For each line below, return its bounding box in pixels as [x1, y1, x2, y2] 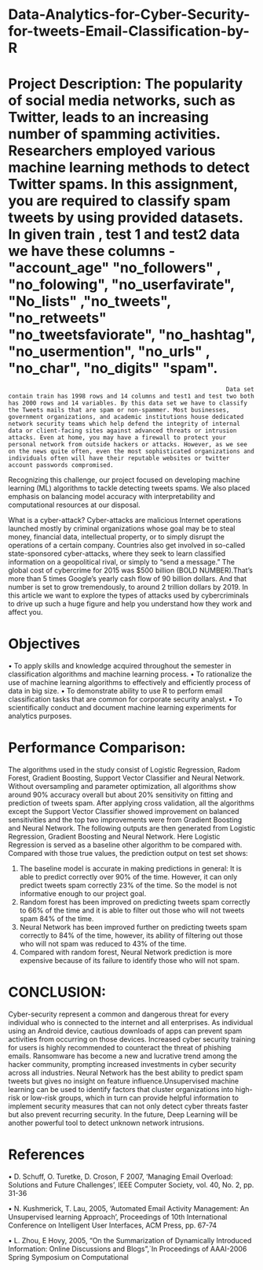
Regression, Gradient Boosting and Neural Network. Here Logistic [8, 832, 221, 841]
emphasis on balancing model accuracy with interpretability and [8, 492, 216, 502]
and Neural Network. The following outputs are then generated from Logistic [8, 824, 256, 832]
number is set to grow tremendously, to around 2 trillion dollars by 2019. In [8, 583, 249, 592]
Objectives [8, 635, 81, 653]
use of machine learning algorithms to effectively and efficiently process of [8, 678, 251, 687]
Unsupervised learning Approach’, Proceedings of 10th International [8, 1212, 228, 1221]
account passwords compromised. [8, 461, 114, 469]
